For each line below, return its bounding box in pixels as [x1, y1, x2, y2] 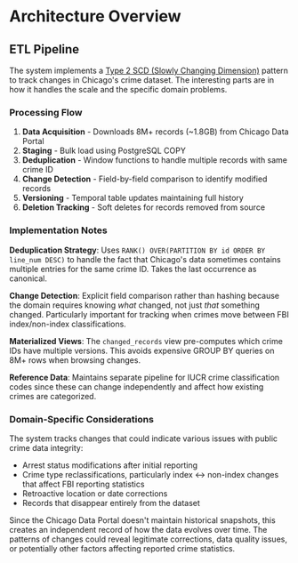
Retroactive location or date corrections [21, 487, 168, 499]
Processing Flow [9, 106, 83, 118]
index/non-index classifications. [9, 318, 126, 329]
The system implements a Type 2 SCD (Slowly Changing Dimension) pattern [9, 65, 289, 76]
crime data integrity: [9, 442, 84, 453]
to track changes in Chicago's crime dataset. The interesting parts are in [9, 75, 275, 85]
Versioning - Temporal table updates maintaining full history [21, 193, 245, 204]
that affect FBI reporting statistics [21, 479, 145, 489]
